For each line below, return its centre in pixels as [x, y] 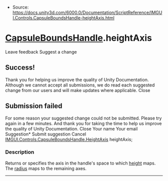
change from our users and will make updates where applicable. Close [78, 90]
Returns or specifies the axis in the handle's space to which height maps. [80, 163]
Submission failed [34, 106]
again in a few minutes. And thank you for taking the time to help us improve [83, 123]
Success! [20, 68]
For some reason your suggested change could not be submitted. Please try [83, 118]
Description [20, 152]
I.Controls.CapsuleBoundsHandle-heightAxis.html [63, 18]
